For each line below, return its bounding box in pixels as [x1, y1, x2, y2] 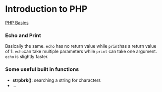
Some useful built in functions [5, 66, 79, 73]
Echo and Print [5, 32, 41, 39]
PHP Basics [5, 20, 29, 26]
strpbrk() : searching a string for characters [12, 77, 101, 83]
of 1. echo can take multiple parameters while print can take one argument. [5, 48, 157, 55]
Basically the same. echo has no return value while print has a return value [5, 43, 157, 49]
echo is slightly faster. [5, 54, 49, 60]
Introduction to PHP [5, 3, 88, 15]
